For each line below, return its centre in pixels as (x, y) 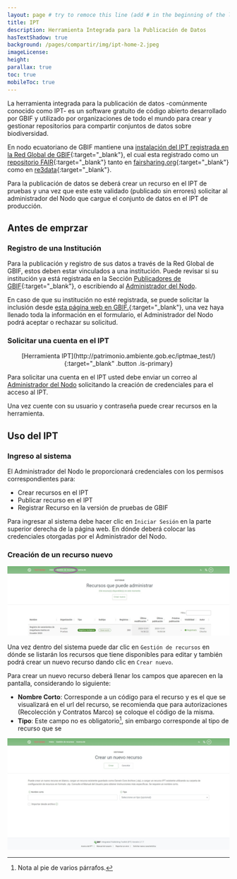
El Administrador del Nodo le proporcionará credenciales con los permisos (116, 471)
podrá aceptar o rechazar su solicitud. (63, 323)
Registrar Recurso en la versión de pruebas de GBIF (93, 508)
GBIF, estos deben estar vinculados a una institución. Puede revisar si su (113, 271)
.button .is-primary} (145, 364)
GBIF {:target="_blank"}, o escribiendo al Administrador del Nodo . (102, 286)
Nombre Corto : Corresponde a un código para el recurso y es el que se (122, 696)
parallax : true (30, 67)
